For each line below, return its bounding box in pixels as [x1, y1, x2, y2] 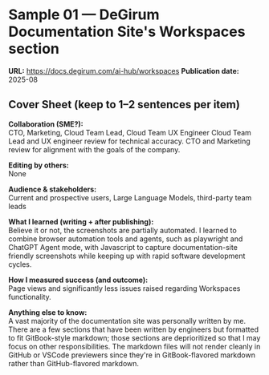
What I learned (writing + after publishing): [8, 216, 154, 226]
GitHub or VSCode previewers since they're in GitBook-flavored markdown [8, 350, 255, 360]
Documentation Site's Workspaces [8, 22, 246, 41]
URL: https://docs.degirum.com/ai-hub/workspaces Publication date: [8, 66, 239, 75]
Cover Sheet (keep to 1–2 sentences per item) [8, 98, 241, 111]
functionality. [8, 292, 52, 301]
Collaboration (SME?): [8, 119, 84, 129]
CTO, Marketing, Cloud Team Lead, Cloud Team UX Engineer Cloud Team [8, 127, 251, 137]
